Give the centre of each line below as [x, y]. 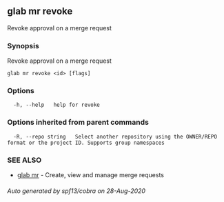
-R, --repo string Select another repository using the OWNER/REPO [115, 137]
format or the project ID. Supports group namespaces [86, 143]
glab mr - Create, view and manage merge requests [90, 175]
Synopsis [23, 46]
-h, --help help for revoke [57, 105]
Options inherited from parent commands [78, 122]
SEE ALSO [24, 160]
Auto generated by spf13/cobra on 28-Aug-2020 [77, 191]
